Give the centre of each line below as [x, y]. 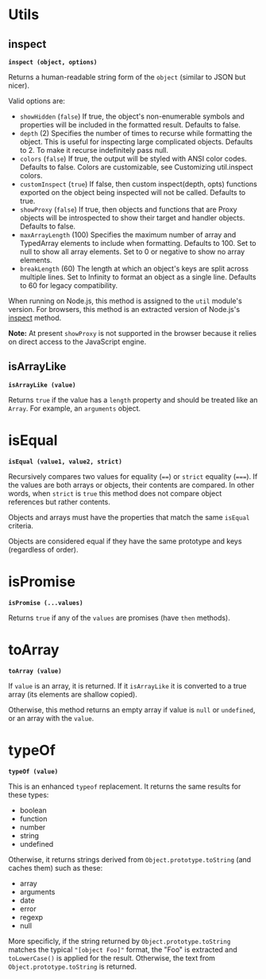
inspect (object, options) [53, 62]
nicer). [19, 86]
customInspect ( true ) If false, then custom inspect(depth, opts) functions [139, 184]
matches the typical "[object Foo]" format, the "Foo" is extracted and [123, 950]
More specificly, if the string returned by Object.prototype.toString [120, 941]
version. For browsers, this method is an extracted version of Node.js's [124, 309]
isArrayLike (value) [42, 385]
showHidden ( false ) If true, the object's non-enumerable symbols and [132, 116]
